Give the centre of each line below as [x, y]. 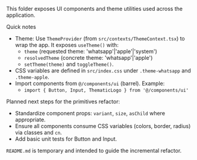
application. [21, 15]
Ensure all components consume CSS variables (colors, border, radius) [103, 126]
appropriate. [30, 120]
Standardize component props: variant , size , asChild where [90, 113]
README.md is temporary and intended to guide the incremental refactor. [94, 151]
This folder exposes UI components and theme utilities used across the [94, 9]
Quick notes [21, 27]
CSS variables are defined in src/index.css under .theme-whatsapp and [103, 71]
